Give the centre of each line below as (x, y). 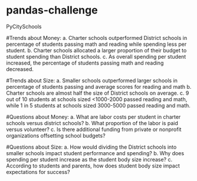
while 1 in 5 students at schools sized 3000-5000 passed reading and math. (98, 105)
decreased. (20, 69)
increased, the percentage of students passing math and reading (85, 63)
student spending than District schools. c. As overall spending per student (96, 56)
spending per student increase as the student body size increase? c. (89, 159)
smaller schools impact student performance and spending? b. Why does (95, 153)
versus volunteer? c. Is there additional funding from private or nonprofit (94, 129)
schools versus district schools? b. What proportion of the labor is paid (92, 123)
